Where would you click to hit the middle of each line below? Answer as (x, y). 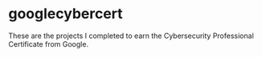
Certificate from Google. (49, 44)
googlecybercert (65, 14)
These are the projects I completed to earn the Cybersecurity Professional (131, 36)
